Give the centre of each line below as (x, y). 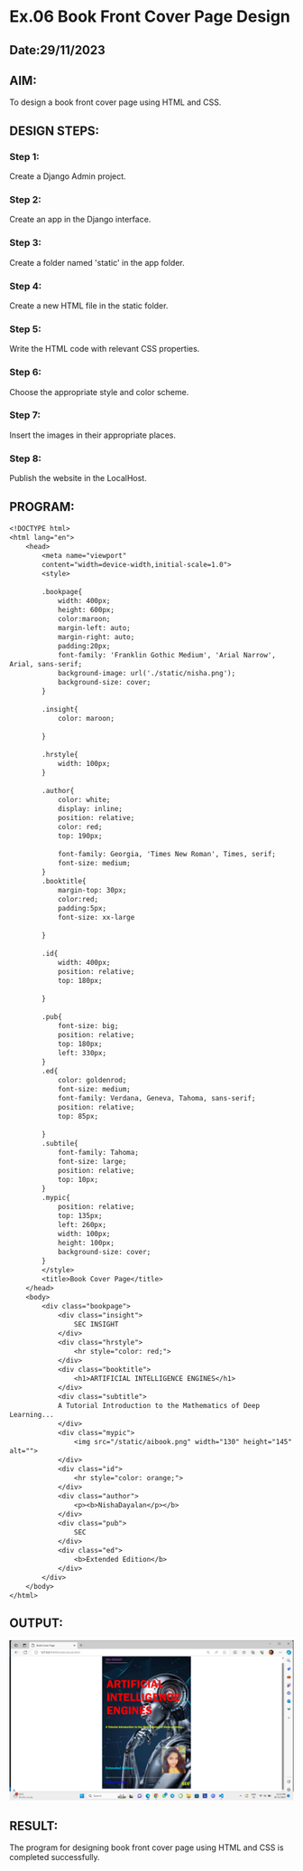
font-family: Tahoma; (98, 1152)
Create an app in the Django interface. (80, 220)
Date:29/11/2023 (57, 50)
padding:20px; (84, 646)
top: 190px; (80, 836)
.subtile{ (60, 1143)
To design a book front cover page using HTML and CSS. (115, 102)
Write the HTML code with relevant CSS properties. (105, 349)
